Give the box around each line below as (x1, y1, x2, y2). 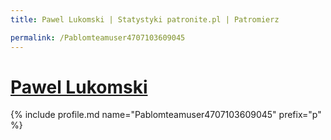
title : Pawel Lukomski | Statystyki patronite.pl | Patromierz (10, 14, 280, 25)
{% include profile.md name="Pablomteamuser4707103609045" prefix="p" (10, 109, 322, 121)
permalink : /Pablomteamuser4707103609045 (10, 32, 186, 43)
